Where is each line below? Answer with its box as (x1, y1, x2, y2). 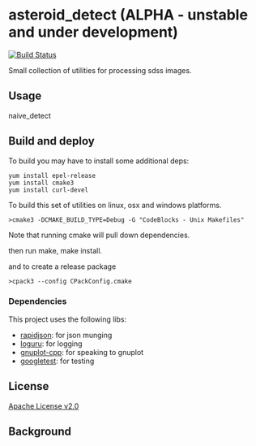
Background (8, 425, 71, 439)
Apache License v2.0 (8, 401, 79, 411)
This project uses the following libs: (8, 314, 127, 324)
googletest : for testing (19, 356, 95, 366)
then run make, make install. (8, 245, 103, 255)
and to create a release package (8, 262, 117, 271)
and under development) (8, 23, 178, 41)
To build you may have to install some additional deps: (8, 156, 190, 166)
